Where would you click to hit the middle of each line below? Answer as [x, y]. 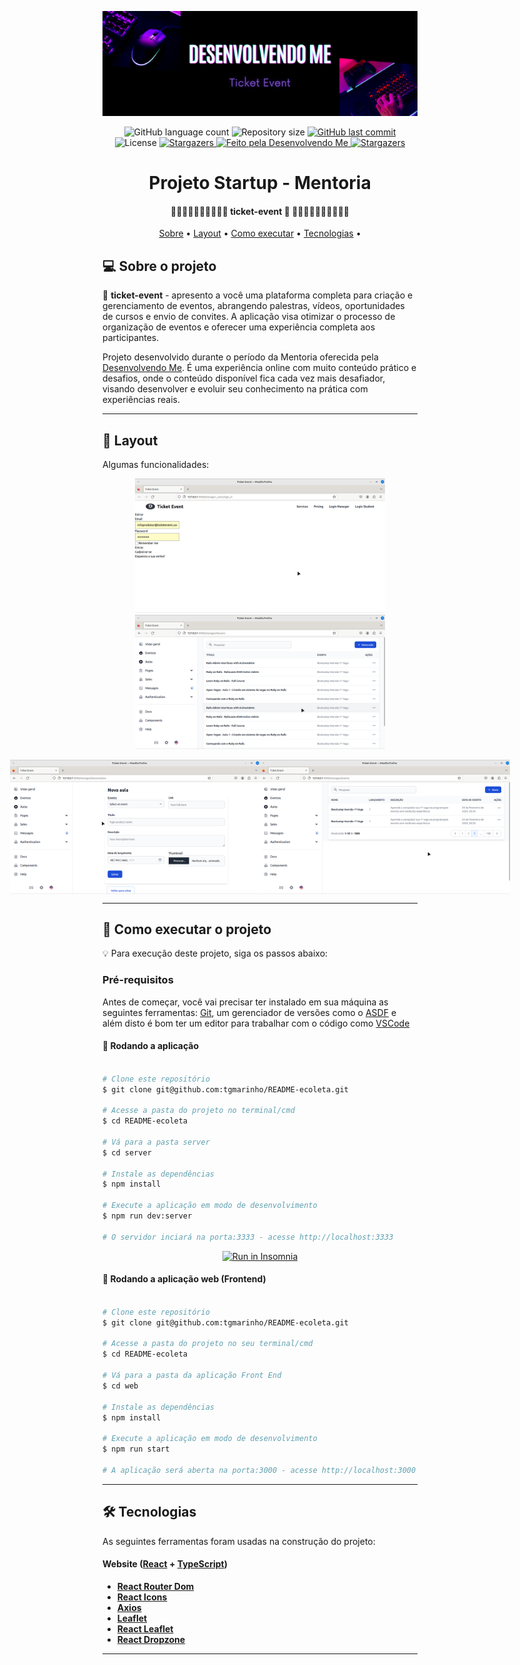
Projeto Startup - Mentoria [260, 183]
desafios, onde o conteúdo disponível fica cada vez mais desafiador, [244, 378]
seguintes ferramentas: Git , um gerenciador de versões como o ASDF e [249, 1012]
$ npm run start [136, 1449]
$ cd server [127, 1152]
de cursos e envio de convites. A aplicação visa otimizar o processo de [249, 317]
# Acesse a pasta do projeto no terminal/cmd [198, 1111]
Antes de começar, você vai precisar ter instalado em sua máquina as [245, 1002]
